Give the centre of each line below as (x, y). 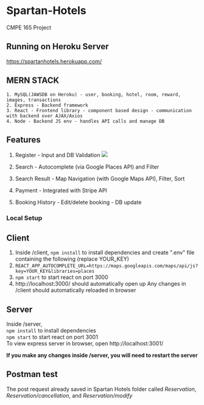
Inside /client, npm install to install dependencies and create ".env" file (105, 253)
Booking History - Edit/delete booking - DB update (78, 202)
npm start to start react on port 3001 (52, 337)
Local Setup (24, 218)
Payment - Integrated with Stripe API (61, 191)
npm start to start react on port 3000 (62, 277)
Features (23, 140)
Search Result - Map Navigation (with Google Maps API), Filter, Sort (100, 179)
